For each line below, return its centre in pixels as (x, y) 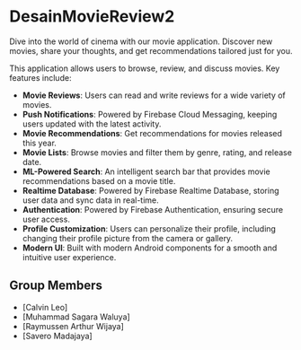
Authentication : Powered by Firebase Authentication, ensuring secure (153, 209)
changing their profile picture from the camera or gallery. (128, 238)
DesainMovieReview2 (92, 17)
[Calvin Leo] (45, 307)
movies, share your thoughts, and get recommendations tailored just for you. (151, 50)
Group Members (56, 286)
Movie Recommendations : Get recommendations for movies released (152, 133)
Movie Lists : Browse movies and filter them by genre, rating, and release (157, 152)
